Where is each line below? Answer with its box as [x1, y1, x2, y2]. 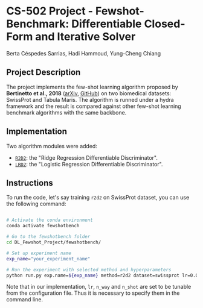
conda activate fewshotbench [6, 223, 80, 229]
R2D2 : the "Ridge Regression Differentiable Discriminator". [14, 154, 158, 161]
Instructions [6, 178, 53, 188]
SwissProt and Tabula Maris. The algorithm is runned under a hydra [6, 96, 174, 103]
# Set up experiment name [6, 250, 71, 256]
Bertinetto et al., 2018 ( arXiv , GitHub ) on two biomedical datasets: [6, 89, 172, 97]
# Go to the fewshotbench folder [6, 234, 91, 240]
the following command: [6, 200, 66, 207]
